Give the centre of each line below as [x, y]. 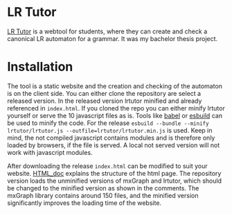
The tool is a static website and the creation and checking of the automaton [115, 86]
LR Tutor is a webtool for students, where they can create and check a [107, 31]
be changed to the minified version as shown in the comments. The [103, 188]
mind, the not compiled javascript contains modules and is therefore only [111, 138]
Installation [40, 67]
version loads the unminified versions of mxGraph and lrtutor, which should [114, 181]
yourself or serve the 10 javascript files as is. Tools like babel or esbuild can [115, 115]
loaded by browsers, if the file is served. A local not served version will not [114, 145]
